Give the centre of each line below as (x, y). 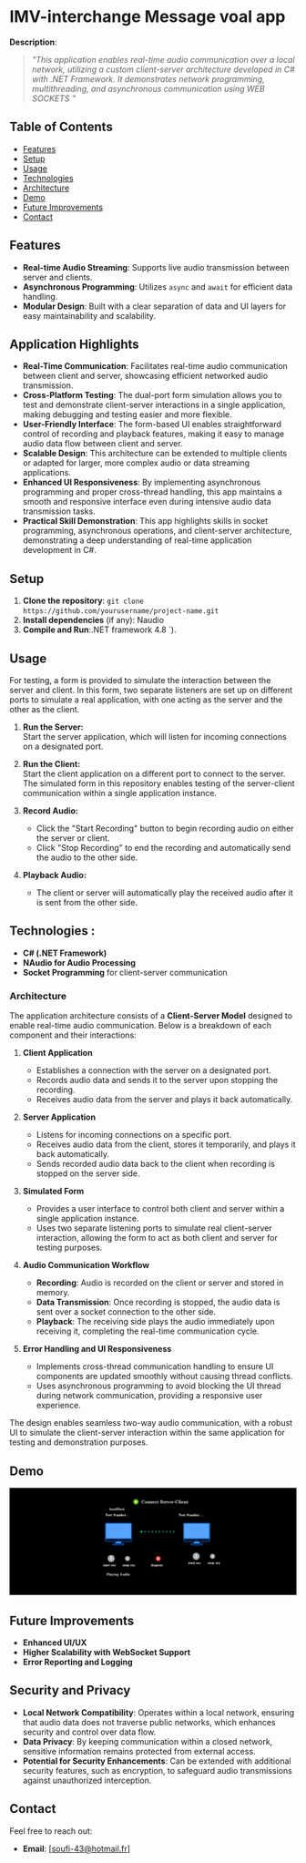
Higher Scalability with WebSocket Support (107, 1652)
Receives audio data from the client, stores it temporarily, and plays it (166, 1144)
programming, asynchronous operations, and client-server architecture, (157, 531)
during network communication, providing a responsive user (149, 1396)
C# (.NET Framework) (65, 953)
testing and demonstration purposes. (79, 1442)
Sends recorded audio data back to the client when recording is (156, 1164)
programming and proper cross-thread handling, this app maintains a (152, 492)
